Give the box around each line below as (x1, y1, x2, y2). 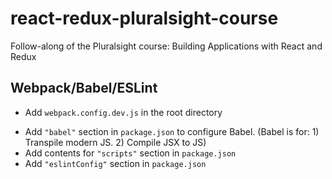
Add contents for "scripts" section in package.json (24, 147, 237, 159)
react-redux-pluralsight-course (10, 7, 279, 30)
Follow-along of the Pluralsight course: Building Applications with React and (10, 40, 323, 52)
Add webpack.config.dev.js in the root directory (24, 106, 223, 118)
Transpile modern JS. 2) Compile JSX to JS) (24, 136, 207, 148)
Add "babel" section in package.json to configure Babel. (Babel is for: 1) (24, 125, 320, 137)
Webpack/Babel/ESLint (10, 80, 158, 97)
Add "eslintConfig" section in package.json (24, 157, 207, 169)
